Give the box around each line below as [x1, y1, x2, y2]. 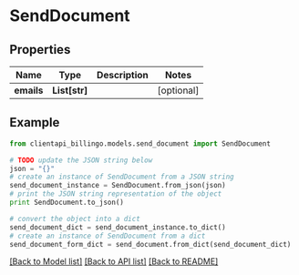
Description [97, 69, 149, 81]
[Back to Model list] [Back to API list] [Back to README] [9, 256, 219, 267]
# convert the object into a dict [9, 214, 141, 223]
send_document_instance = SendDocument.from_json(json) [9, 181, 226, 190]
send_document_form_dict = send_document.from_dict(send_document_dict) [9, 239, 292, 249]
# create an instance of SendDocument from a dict [9, 231, 206, 240]
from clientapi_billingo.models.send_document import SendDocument [9, 138, 272, 148]
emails [14, 84, 44, 97]
